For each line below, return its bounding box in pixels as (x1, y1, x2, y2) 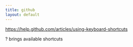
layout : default (5, 12, 40, 17)
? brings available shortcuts (5, 36, 63, 42)
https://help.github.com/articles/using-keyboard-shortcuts (5, 26, 128, 32)
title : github (5, 7, 36, 13)
